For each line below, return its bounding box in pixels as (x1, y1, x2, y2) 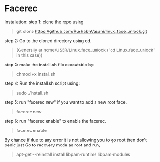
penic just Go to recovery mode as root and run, (4, 142, 100, 148)
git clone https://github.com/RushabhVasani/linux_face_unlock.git (16, 28, 147, 34)
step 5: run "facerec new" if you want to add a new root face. (4, 99, 127, 105)
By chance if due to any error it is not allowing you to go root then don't (4, 137, 147, 143)
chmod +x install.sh (16, 71, 56, 77)
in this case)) (16, 52, 43, 58)
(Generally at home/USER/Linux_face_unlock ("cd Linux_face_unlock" (16, 47, 156, 53)
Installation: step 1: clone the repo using (4, 19, 84, 25)
